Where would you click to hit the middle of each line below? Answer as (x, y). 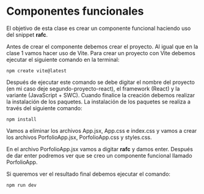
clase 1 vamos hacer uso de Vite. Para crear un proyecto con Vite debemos (101, 53)
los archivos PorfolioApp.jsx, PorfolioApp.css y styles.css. (79, 137)
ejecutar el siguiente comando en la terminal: (63, 59)
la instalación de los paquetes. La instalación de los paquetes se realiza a (99, 102)
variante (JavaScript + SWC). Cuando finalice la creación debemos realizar (101, 95)
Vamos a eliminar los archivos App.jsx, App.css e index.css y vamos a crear (102, 130)
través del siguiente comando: (44, 108)
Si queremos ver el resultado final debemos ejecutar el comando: (89, 174)
